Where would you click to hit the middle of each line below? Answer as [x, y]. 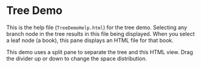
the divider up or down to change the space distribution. [77, 58]
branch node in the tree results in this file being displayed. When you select [101, 33]
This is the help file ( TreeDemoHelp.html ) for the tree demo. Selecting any [97, 27]
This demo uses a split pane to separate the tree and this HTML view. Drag [100, 52]
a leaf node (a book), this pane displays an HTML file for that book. [90, 40]
